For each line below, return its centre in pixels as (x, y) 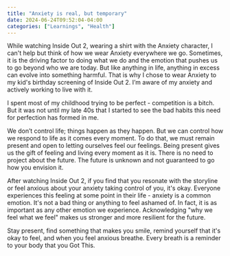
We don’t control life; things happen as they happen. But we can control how (115, 131)
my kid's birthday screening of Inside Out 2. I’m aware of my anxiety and (110, 83)
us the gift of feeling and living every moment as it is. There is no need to (110, 153)
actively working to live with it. (50, 89)
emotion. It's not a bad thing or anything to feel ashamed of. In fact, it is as (112, 203)
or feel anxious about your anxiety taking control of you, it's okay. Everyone (114, 188)
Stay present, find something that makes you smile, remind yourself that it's (114, 231)
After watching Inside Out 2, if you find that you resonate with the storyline (113, 181)
